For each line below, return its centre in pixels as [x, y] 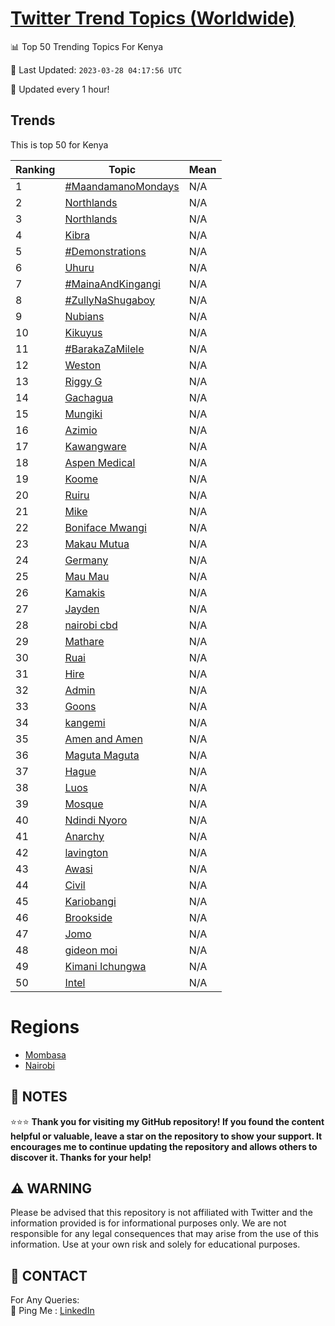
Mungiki [83, 414]
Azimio [81, 430]
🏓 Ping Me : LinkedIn [52, 1311]
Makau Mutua [97, 544]
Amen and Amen [103, 739]
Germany [86, 560]
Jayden [82, 609]
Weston [83, 365]
